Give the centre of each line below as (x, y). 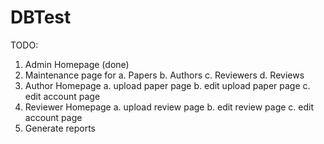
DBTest (41, 17)
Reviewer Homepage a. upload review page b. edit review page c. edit (169, 107)
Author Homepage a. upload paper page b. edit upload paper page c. (167, 85)
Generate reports (60, 128)
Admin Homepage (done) (77, 64)
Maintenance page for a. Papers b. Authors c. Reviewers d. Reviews (164, 75)
